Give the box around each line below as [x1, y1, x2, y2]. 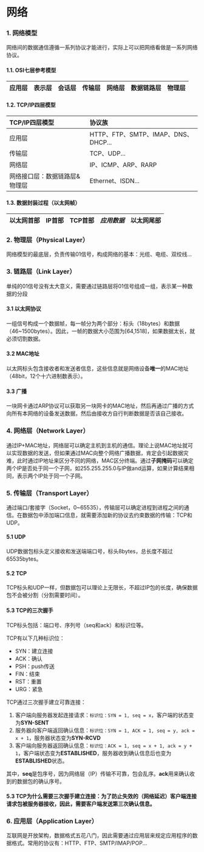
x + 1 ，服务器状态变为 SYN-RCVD [15, 734, 101, 741]
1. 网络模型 [6, 29, 38, 37]
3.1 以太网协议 [6, 305, 41, 313]
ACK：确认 [15, 655, 42, 662]
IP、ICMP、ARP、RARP [89, 160, 157, 169]
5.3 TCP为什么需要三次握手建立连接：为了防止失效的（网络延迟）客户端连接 [6, 793, 197, 800]
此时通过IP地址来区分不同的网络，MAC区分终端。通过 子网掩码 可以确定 [16, 456, 194, 464]
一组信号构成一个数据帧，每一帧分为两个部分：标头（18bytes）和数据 [6, 319, 180, 327]
